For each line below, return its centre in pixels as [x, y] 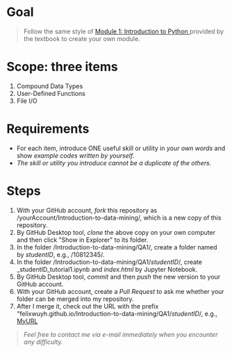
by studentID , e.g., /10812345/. [60, 254]
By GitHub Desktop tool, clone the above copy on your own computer [116, 232]
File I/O [27, 101]
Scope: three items [63, 67]
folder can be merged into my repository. [75, 299]
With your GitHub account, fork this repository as [87, 210]
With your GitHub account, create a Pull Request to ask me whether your [121, 291]
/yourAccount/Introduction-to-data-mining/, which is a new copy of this [119, 217]
